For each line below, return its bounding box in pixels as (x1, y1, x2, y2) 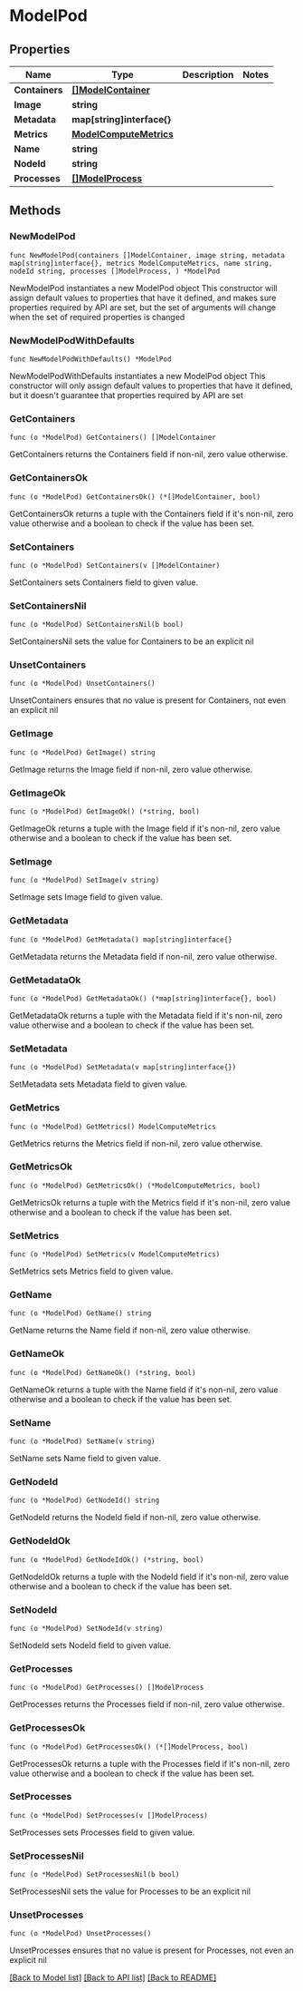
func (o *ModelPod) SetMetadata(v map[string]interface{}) (9, 1063, 237, 1072)
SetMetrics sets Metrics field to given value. (9, 1266, 174, 1277)
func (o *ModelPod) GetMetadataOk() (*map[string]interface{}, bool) (9, 994, 278, 1003)
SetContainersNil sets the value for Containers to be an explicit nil (9, 636, 255, 647)
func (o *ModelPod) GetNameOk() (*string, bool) (9, 1368, 196, 1377)
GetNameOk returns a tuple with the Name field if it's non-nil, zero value (9, 1384, 279, 1395)
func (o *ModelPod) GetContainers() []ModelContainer (9, 433, 217, 443)
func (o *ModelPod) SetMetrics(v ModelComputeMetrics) (9, 1250, 221, 1259)
